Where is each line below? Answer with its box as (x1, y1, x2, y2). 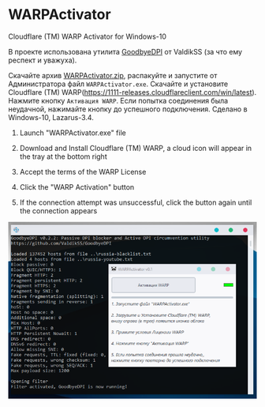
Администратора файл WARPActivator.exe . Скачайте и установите (8, 79, 229, 89)
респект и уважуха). (8, 55, 77, 65)
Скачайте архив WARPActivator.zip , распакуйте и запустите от (8, 70, 218, 80)
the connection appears (19, 205, 98, 215)
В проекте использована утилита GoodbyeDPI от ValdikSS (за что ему (8, 47, 243, 56)
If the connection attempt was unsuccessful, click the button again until (19, 198, 252, 207)
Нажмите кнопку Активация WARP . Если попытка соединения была (8, 96, 229, 105)
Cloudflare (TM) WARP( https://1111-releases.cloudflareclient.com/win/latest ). (8, 87, 257, 96)
